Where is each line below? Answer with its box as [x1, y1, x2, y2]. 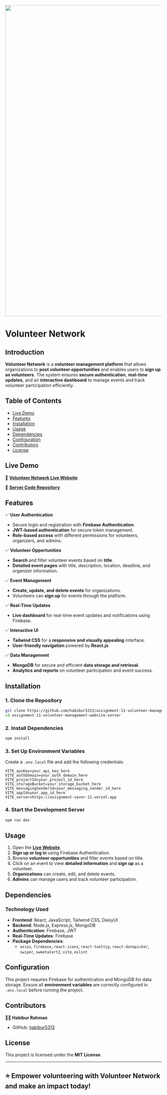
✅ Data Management [5, 652, 49, 658]
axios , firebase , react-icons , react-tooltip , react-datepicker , [19, 944, 150, 950]
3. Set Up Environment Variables [5, 747, 85, 754]
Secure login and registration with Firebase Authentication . [12, 522, 135, 528]
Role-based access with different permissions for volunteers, [12, 532, 139, 538]
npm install [5, 736, 30, 741]
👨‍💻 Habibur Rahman [5, 1014, 48, 1020]
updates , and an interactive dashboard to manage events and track [5, 377, 145, 383]
